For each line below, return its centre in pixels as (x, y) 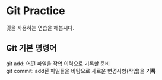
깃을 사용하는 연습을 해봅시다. (40, 28)
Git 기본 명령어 (31, 48)
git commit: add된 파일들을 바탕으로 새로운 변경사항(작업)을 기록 (81, 71)
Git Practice (36, 11)
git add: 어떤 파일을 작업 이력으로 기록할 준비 (58, 64)
